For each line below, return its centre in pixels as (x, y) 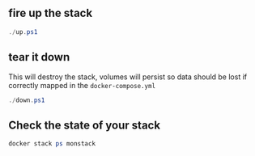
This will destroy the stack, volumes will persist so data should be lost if (128, 77)
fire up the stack (51, 13)
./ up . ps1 (23, 32)
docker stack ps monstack (52, 144)
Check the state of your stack (84, 125)
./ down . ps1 (27, 100)
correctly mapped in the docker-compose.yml (82, 85)
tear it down (39, 57)
